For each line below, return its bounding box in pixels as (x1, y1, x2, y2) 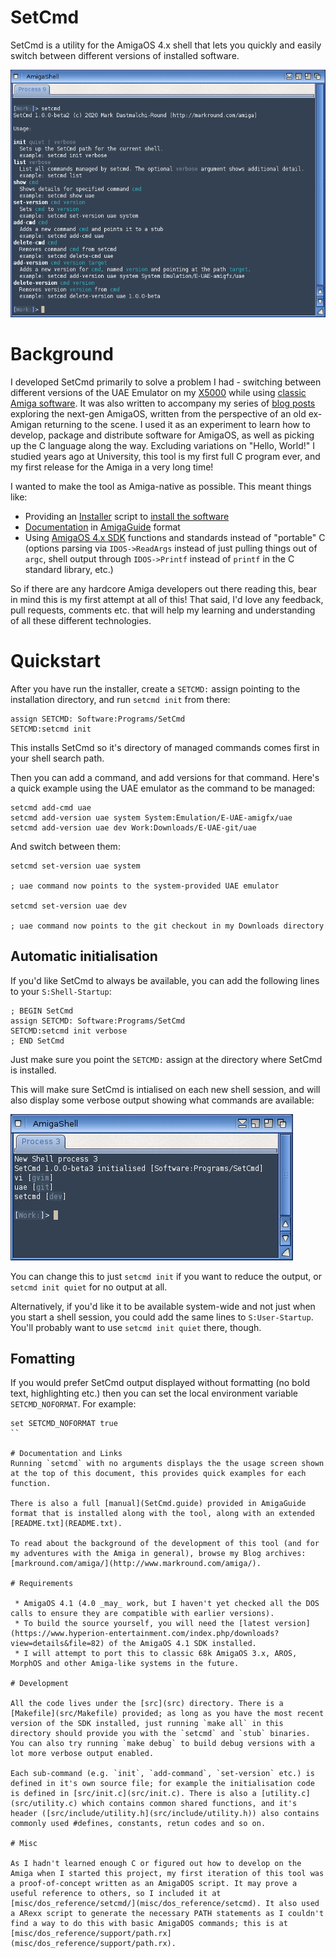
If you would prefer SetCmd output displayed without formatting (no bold (10, 1377, 311, 1389)
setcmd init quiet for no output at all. (10, 1281, 168, 1293)
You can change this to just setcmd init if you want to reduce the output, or (10, 1270, 322, 1282)
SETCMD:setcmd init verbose (10, 1026, 128, 1036)
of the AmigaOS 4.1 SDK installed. (108, 1639, 257, 1649)
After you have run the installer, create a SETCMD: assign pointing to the (10, 682, 301, 695)
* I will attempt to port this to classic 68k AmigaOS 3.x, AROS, (14, 1649, 298, 1659)
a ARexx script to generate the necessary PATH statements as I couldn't (10, 1909, 325, 1919)
